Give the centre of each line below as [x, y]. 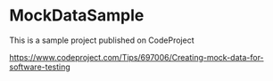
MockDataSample [77, 16]
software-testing [40, 67]
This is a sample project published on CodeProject [102, 40]
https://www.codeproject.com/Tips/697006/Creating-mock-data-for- [137, 57]
